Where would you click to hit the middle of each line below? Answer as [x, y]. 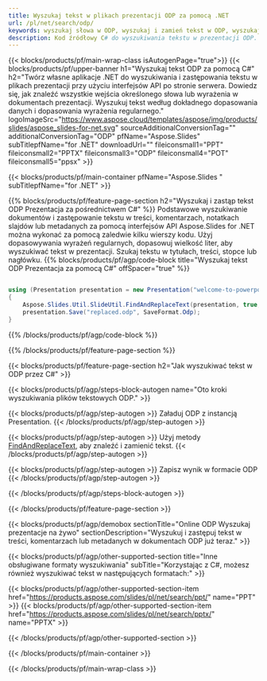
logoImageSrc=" [35, 119]
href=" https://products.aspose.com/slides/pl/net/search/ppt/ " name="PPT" [132, 597]
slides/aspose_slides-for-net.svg [62, 128]
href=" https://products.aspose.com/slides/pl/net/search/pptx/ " [112, 613]
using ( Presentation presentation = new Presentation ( [101, 290]
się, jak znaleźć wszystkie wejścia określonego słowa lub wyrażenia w [123, 94]
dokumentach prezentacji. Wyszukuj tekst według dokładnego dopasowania [133, 103]
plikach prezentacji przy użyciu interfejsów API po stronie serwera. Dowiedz [133, 86]
